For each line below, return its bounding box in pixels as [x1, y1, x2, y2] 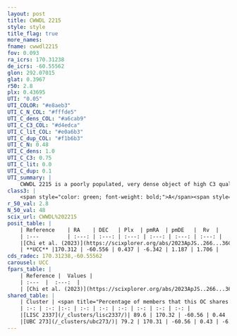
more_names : [7, 37, 42, 44]
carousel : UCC [7, 259, 49, 266]
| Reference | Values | [20, 272, 93, 279]
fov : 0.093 [7, 50, 39, 57]
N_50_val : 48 [7, 207, 46, 214]
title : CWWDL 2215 [7, 17, 61, 24]
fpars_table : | [7, 266, 52, 273]
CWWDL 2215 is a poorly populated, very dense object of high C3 [20, 180, 217, 187]
